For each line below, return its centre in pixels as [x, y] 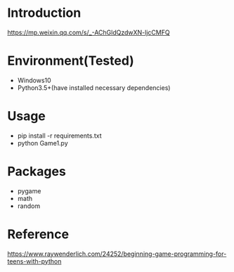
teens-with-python [34, 261]
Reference [38, 234]
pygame [29, 190]
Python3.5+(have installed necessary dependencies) [94, 88]
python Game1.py [43, 143]
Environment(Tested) [71, 61]
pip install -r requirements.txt [59, 136]
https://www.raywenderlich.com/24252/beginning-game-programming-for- [117, 254]
